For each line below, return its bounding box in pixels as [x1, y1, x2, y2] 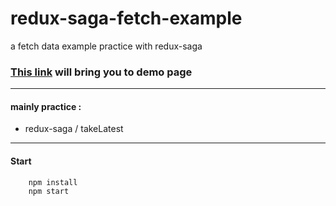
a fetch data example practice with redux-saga [10, 40, 203, 52]
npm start [28, 186, 70, 196]
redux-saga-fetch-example [10, 7, 243, 30]
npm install [28, 177, 78, 187]
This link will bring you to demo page [10, 65, 193, 79]
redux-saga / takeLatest [24, 123, 124, 135]
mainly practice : [10, 100, 82, 112]
